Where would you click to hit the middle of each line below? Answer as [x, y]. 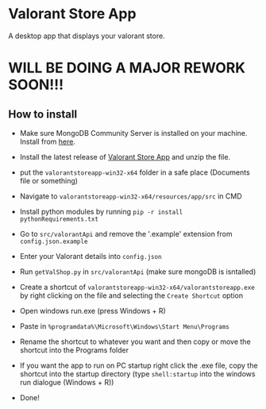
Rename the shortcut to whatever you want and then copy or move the [135, 341]
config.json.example [54, 241]
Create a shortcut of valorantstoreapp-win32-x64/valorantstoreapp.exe [137, 287]
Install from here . [47, 141]
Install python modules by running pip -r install [101, 211]
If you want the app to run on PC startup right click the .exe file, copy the [139, 365]
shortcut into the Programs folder [74, 349]
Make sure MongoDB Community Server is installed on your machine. [133, 133]
